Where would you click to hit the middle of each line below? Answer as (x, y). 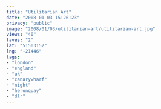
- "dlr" (16, 96)
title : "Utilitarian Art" (39, 12)
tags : (13, 57)
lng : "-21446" (24, 51)
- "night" (19, 85)
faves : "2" (20, 40)
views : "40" (21, 35)
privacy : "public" (29, 23)
